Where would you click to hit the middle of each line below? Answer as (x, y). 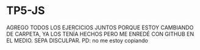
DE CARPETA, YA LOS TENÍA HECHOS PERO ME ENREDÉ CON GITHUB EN (100, 34)
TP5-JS (26, 11)
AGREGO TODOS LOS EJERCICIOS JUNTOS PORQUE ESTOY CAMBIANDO (100, 27)
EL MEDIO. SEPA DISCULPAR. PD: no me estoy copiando (77, 40)
